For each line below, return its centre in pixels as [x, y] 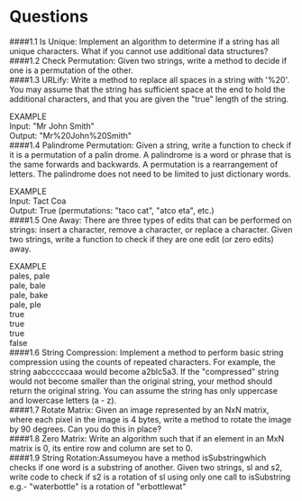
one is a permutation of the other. [71, 70]
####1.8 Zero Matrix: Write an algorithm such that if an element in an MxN [147, 438]
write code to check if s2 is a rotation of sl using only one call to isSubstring [150, 477]
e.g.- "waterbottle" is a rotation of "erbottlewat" [98, 486]
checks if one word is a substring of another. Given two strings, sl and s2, [146, 467]
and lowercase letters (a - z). [63, 400]
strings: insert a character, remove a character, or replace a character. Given [151, 229]
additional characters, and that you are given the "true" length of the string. [149, 99]
